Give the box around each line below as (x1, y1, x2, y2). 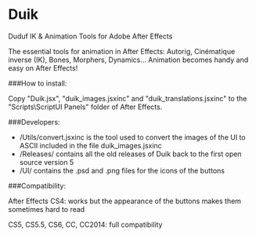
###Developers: (8, 117, 60, 126)
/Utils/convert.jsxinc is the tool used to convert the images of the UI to (19, 132, 246, 142)
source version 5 (19, 157, 74, 166)
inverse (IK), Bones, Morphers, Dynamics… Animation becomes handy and (8, 55, 249, 64)
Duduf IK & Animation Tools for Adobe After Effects (8, 31, 173, 41)
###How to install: (8, 78, 67, 88)
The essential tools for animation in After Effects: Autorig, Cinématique (8, 46, 236, 56)
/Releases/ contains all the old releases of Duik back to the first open (19, 149, 242, 159)
